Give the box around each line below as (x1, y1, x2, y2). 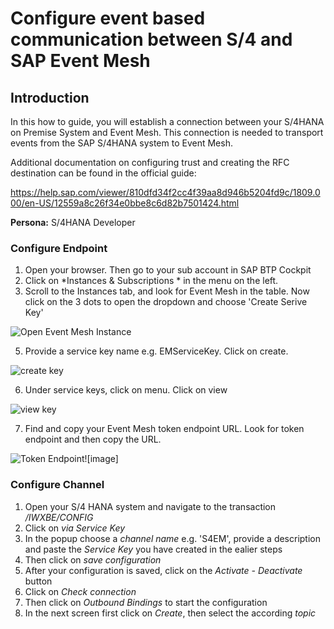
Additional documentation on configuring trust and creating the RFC (10, 157, 290, 168)
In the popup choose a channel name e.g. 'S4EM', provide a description (24, 532, 322, 544)
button (24, 575, 53, 587)
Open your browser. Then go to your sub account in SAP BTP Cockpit (24, 264, 312, 276)
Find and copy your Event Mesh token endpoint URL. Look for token (24, 423, 305, 435)
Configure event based (10, 7, 206, 30)
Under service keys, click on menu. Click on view (24, 384, 228, 396)
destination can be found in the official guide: (10, 167, 197, 179)
